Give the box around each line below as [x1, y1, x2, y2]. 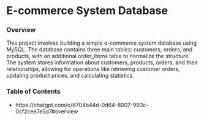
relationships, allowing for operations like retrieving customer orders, [6, 66, 180, 73]
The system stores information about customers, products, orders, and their [6, 59, 198, 66]
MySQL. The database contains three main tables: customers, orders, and [6, 46, 193, 53]
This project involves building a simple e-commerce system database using [6, 39, 197, 47]
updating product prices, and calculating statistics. [6, 72, 135, 80]
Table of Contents [6, 87, 61, 96]
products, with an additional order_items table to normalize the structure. [6, 53, 191, 60]
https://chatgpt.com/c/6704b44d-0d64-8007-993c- [15, 101, 149, 108]
